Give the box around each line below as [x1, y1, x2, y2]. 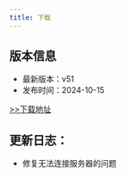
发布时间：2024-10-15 [21, 85, 105, 96]
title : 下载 [9, 13, 51, 22]
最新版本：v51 [21, 73, 74, 85]
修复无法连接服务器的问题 [21, 158, 117, 169]
